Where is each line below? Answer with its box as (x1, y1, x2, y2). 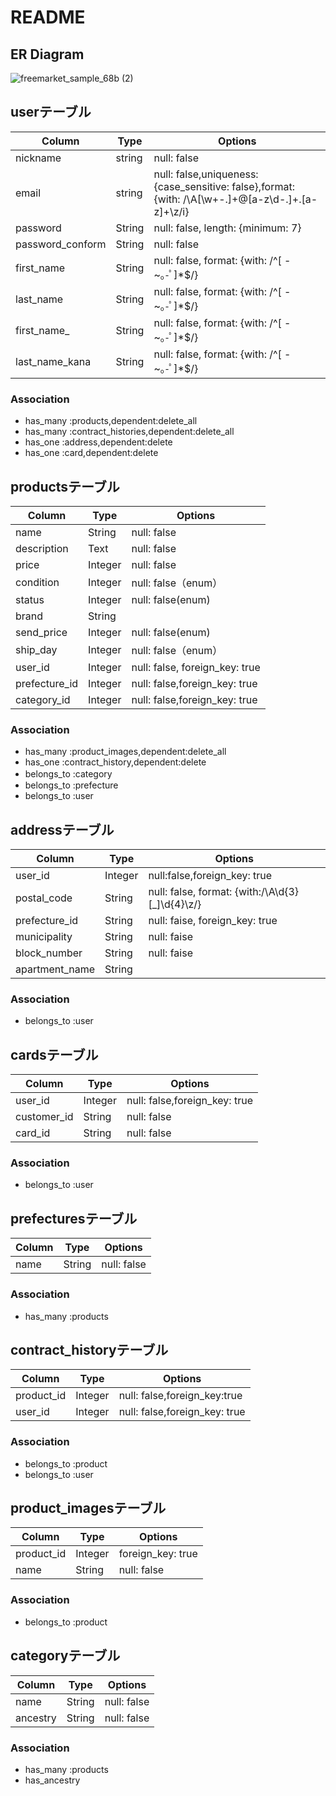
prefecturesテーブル (10, 1210, 138, 1227)
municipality (15, 930, 73, 944)
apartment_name (15, 962, 96, 976)
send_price (15, 625, 68, 639)
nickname (15, 151, 62, 165)
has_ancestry (24, 1774, 81, 1786)
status (15, 592, 45, 606)
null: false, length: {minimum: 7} (153, 221, 302, 235)
